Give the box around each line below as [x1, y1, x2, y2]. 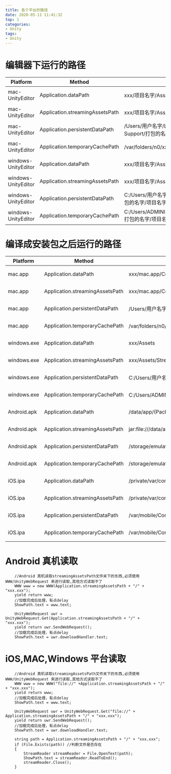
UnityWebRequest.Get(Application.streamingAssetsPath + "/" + [5, 616, 140, 621]
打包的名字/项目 [124, 215, 162, 223]
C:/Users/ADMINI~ [124, 208, 169, 215]
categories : [5, 21, 31, 27]
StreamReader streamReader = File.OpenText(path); [23, 751, 133, 756]
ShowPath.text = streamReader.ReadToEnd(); [23, 755, 117, 761]
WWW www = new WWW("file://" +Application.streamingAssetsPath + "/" [14, 681, 165, 686]
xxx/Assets [128, 339, 155, 346]
